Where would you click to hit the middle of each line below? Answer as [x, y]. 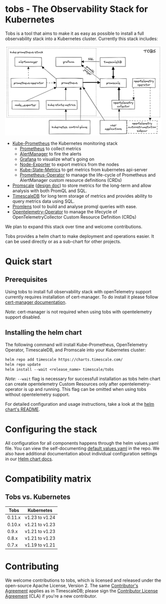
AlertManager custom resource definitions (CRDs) [71, 180]
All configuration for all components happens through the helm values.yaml [82, 443]
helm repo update [23, 364]
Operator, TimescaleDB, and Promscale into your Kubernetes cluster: [76, 350]
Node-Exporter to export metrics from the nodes [69, 164]
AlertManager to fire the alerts [51, 154]
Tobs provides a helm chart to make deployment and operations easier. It [80, 236]
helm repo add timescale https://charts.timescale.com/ [64, 359]
